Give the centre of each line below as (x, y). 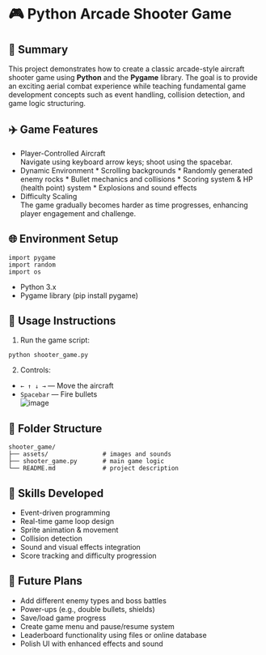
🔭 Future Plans (46, 581)
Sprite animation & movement (69, 530)
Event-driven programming (65, 513)
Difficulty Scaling (49, 196)
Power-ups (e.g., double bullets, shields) (87, 609)
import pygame (32, 257)
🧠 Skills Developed (56, 493)
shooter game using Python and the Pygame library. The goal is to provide (133, 77)
